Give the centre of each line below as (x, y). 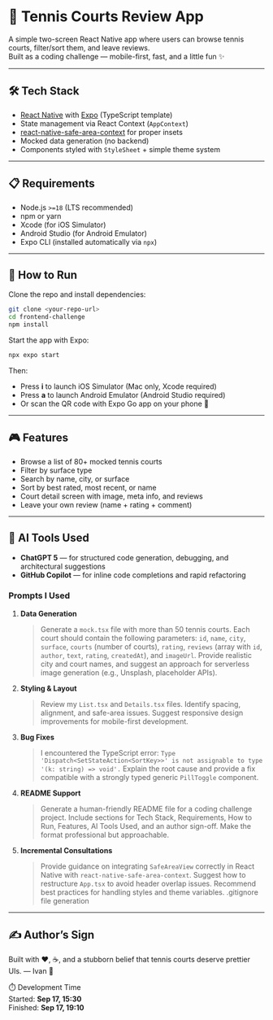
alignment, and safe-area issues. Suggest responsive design (142, 713)
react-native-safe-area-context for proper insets (101, 132)
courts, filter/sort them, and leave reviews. (79, 47)
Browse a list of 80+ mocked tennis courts (91, 461)
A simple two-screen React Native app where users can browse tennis (126, 39)
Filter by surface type (56, 470)
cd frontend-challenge (47, 317)
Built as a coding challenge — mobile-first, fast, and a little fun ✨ (117, 56)
